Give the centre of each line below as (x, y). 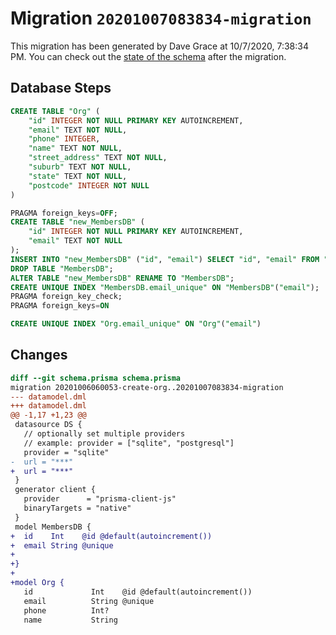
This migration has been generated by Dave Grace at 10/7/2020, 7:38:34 (160, 46)
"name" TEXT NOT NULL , (75, 148)
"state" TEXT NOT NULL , (78, 176)
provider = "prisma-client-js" (100, 499)
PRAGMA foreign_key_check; (66, 297)
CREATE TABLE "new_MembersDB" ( (77, 222)
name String (70, 620)
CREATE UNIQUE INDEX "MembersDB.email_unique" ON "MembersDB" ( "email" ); (165, 287)
